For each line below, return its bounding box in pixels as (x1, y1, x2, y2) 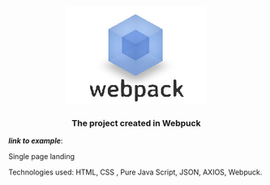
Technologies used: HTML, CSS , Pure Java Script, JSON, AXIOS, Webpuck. (8, 167, 263, 177)
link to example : (8, 136, 63, 146)
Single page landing (8, 152, 75, 161)
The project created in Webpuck (71, 117, 201, 128)
